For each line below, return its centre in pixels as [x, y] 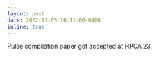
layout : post [26, 14]
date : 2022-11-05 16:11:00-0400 [54, 20]
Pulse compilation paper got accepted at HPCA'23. [80, 47]
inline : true [26, 26]
